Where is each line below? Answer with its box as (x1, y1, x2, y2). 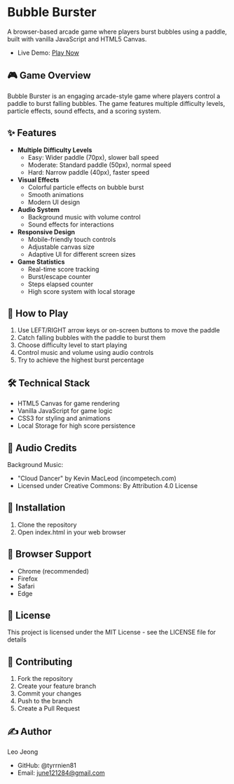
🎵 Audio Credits (7, 442, 77, 454)
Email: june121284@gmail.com (17, 769, 105, 777)
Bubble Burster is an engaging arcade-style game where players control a (7, 92, 221, 100)
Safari (17, 581, 35, 590)
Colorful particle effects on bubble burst (27, 183, 144, 191)
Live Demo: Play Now (17, 48, 79, 57)
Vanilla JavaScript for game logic (17, 407, 113, 415)
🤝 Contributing (7, 656, 73, 668)
